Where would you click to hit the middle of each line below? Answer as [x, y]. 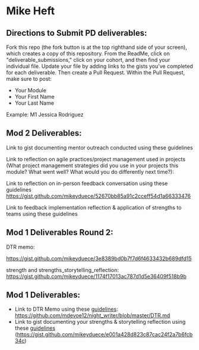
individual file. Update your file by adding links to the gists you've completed [99, 66]
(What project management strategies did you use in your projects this [92, 165]
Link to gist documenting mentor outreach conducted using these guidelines [99, 148]
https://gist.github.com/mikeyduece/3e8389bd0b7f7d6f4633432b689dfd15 [99, 258]
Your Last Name [34, 103]
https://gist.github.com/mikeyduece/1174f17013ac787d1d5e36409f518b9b [97, 276]
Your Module [30, 90]
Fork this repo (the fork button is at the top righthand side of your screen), [97, 47]
